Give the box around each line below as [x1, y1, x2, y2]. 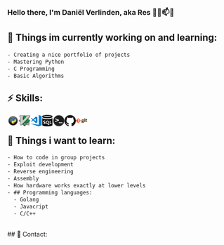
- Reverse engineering [7, 168, 74, 176]
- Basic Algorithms [7, 72, 65, 79]
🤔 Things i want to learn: [7, 134, 116, 147]
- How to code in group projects [7, 154, 105, 161]
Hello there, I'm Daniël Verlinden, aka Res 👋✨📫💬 [7, 7, 174, 17]
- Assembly [7, 176, 39, 183]
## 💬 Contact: [7, 230, 48, 239]
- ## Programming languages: [7, 190, 93, 197]
